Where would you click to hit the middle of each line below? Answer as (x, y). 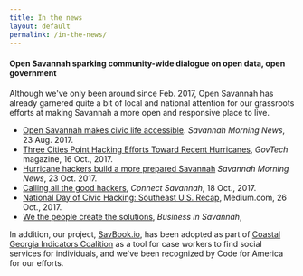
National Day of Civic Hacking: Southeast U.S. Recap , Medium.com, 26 (155, 197)
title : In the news (46, 18)
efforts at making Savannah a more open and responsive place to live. (139, 112)
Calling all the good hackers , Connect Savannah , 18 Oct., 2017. (139, 187)
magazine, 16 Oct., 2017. (67, 158)
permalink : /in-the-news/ (58, 34)
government (33, 72)
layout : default (40, 26)
